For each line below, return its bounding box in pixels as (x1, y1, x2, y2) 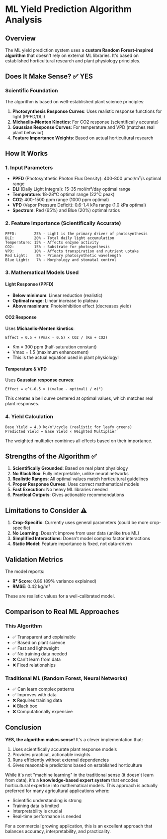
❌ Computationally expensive (12, 708, 73, 714)
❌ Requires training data (12, 697, 62, 703)
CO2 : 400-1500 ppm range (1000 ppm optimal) (12, 197, 109, 203)
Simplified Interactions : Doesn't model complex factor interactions (12, 536, 150, 542)
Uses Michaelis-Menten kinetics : (5, 325, 75, 331)
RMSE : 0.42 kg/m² (12, 583, 51, 589)
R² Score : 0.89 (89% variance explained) (12, 578, 97, 584)
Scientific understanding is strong (12, 797, 82, 803)
